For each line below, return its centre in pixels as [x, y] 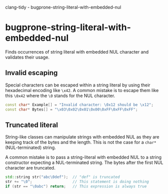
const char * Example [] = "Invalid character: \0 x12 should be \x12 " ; [79, 104]
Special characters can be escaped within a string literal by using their [78, 85]
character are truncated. [30, 168]
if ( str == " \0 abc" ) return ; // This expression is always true [76, 186]
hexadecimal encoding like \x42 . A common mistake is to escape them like [82, 90]
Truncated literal [32, 125]
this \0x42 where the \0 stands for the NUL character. [60, 95]
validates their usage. [27, 57]
